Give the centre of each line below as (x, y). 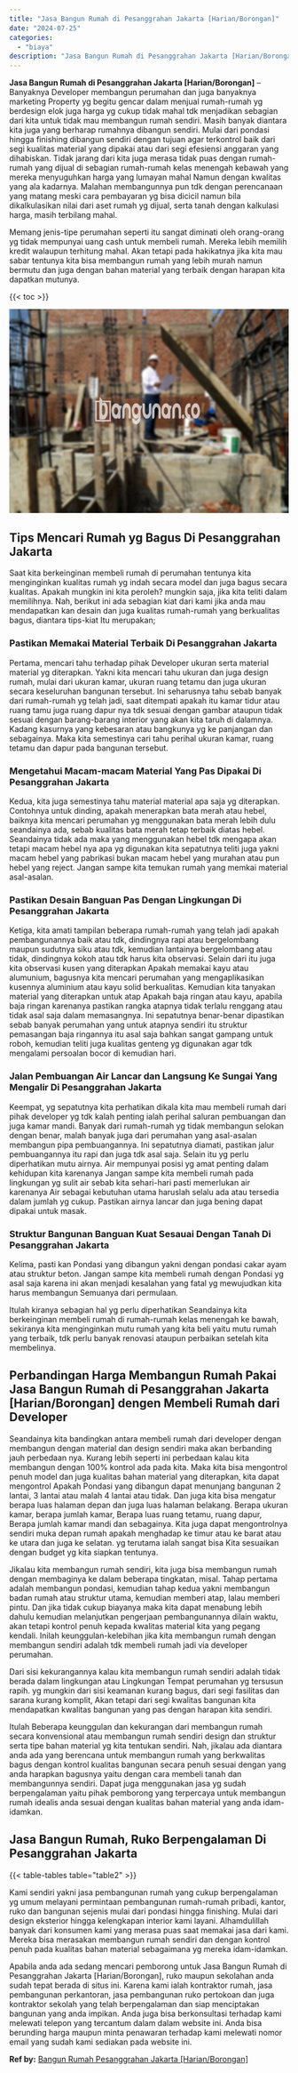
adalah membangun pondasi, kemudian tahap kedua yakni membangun (140, 1588)
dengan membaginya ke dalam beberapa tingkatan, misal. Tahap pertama (143, 1579)
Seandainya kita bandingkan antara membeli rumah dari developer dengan (145, 1438)
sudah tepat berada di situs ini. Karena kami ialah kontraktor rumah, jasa (141, 1985)
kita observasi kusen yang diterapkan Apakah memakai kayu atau (129, 968)
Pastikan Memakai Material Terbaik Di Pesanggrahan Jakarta (143, 643)
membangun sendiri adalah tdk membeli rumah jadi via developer (129, 1644)
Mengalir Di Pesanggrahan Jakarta (86, 1088)
